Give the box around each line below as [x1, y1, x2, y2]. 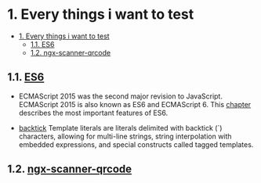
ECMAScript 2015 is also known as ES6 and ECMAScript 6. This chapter [18, 99, 252, 109]
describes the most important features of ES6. [18, 108, 169, 117]
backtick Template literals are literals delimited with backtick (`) [18, 123, 223, 132]
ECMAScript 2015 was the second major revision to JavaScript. [18, 91, 223, 101]
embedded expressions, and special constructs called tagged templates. [18, 139, 254, 149]
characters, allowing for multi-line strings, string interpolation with [18, 131, 232, 141]
